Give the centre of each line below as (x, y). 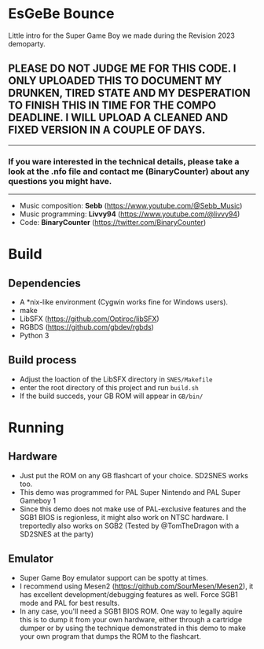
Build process (42, 360)
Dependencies (44, 283)
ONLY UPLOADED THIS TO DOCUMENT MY (115, 81)
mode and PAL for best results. (70, 603)
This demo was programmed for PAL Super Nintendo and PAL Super (130, 492)
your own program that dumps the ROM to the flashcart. (110, 636)
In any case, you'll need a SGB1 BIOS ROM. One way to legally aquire (131, 611)
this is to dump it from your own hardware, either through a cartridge (130, 619)
